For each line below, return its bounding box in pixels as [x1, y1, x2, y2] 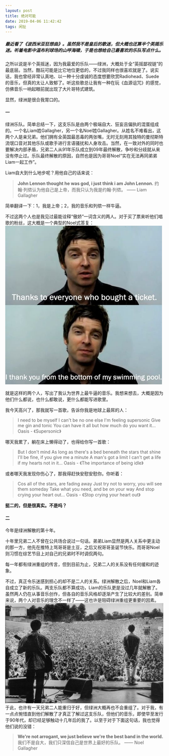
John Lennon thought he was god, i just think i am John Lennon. [17, 180, 154, 186]
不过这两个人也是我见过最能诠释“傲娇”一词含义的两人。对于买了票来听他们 [5, 214, 159, 220]
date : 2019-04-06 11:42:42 [5, 19, 62, 24]
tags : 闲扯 [5, 24, 27, 29]
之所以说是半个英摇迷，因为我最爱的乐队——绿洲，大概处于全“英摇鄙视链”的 [5, 61, 163, 67]
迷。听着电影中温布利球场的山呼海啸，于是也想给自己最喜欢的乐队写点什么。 [5, 47, 163, 53]
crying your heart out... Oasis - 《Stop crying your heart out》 [17, 492, 141, 498]
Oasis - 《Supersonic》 [17, 428, 62, 434]
